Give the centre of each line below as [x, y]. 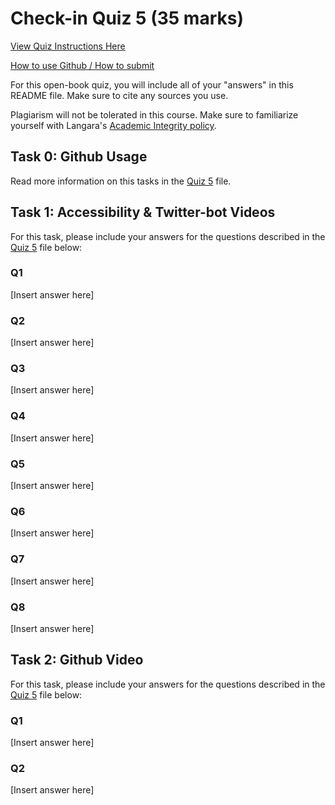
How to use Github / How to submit [82, 65]
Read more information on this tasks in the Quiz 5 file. [121, 181]
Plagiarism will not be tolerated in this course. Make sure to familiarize [154, 114]
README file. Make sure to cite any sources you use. [119, 95]
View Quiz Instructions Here [68, 46]
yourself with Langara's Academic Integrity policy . [113, 125]
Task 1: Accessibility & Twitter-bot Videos [143, 212]
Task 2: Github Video [77, 660]
